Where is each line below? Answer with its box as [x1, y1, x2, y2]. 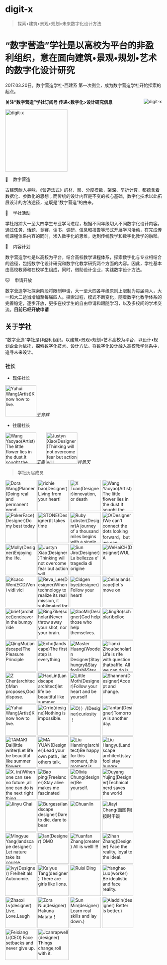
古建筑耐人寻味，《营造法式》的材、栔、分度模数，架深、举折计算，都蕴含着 [5, 187, 160, 193]
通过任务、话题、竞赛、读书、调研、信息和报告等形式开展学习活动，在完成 [5, 227, 158, 233]
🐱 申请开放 [5, 277, 32, 283]
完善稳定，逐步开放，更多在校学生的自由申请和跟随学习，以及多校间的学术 [5, 300, 158, 306]
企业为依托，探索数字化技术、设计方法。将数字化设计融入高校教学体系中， [9, 343, 162, 349]
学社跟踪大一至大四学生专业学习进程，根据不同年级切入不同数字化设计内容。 [5, 220, 162, 226]
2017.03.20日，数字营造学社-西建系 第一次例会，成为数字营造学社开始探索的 [5, 82, 162, 88]
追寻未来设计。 [5, 349, 36, 355]
